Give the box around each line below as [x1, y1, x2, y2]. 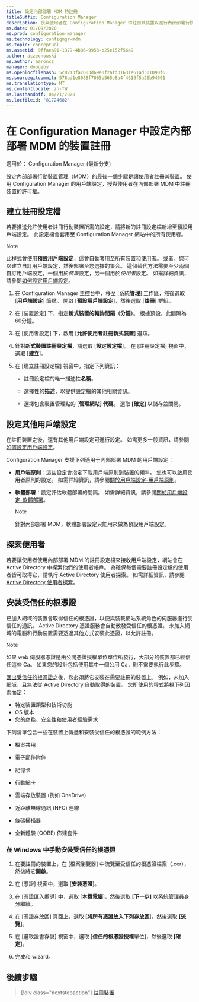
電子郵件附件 [14, 753, 46, 760]
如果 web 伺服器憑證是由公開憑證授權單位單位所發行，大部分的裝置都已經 [6, 654, 185, 661]
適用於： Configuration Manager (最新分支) [6, 160, 111, 167]
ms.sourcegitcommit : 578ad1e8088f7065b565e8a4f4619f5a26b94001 [6, 75, 166, 81]
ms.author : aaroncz [6, 58, 54, 64]
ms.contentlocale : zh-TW [6, 86, 68, 92]
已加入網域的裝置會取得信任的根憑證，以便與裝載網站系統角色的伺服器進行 [6, 614, 188, 622]
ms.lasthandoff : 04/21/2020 [6, 91, 76, 97]
